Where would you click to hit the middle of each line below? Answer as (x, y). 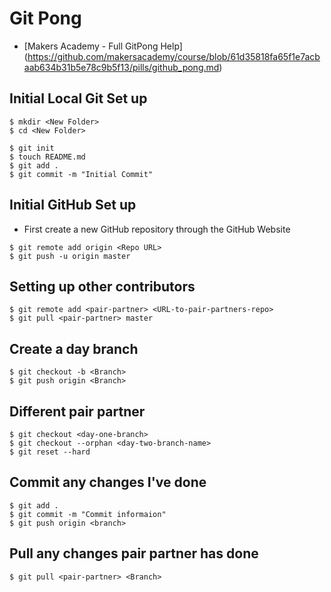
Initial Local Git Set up (78, 98)
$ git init (32, 148)
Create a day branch (74, 348)
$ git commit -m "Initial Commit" (81, 174)
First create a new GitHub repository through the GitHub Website (157, 229)
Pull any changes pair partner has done (134, 553)
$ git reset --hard (50, 452)
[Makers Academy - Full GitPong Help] (103, 46)
